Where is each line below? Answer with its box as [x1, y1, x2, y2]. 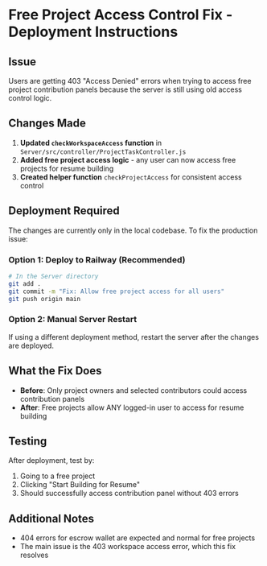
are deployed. [8, 341, 55, 350]
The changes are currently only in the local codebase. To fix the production [8, 225, 258, 235]
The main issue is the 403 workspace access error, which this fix [19, 542, 236, 552]
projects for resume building [19, 163, 114, 173]
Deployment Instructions [8, 23, 179, 41]
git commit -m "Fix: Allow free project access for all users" [8, 287, 225, 295]
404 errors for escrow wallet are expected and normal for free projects [19, 533, 256, 543]
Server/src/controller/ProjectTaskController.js [19, 147, 187, 156]
